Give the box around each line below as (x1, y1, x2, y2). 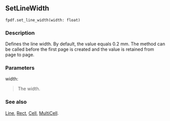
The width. (17, 86, 41, 92)
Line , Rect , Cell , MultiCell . (5, 110, 59, 116)
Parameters (5, 65, 35, 72)
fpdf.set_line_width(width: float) (5, 17, 81, 22)
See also (5, 99, 27, 106)
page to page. (5, 52, 35, 58)
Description (5, 29, 35, 36)
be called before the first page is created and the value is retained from (5, 46, 154, 52)
